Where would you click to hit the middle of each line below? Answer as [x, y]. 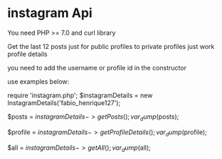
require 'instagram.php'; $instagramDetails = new [80, 95]
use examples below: [38, 81]
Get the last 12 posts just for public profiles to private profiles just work [111, 46]
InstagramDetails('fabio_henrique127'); [64, 103]
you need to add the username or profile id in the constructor [97, 67]
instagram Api [50, 13]
